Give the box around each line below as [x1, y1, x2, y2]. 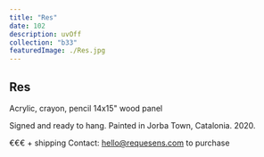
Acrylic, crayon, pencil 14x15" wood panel [9, 103, 163, 113]
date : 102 [9, 21, 46, 30]
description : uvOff [9, 29, 82, 38]
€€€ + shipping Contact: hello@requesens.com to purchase [9, 137, 230, 148]
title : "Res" [9, 12, 58, 22]
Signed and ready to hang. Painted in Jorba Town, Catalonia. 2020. [9, 120, 256, 130]
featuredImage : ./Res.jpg [9, 46, 105, 55]
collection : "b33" [9, 37, 78, 47]
